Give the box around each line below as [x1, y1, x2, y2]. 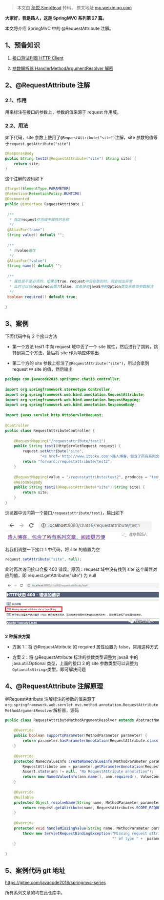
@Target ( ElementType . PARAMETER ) [5, 186, 71, 191]
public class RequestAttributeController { [5, 428, 95, 433]
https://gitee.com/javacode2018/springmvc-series [5, 879, 106, 886]
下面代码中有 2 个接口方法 [5, 333, 58, 339]
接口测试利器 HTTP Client [12, 55, 64, 61]
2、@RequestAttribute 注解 [5, 81, 90, 89]
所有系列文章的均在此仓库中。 [5, 890, 65, 896]
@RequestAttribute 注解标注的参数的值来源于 [5, 696, 96, 702]
